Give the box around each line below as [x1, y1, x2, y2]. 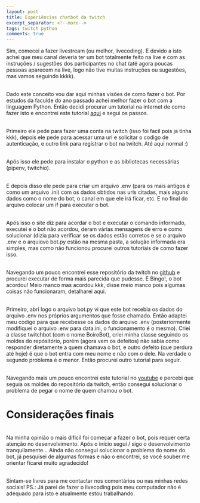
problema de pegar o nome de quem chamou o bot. [6, 387, 133, 394]
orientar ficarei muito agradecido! [6, 459, 88, 467]
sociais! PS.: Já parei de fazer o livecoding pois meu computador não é [6, 484, 181, 491]
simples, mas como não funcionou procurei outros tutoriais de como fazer [6, 245, 189, 252]
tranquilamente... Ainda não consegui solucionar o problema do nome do [6, 447, 186, 454]
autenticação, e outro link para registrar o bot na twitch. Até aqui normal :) [6, 140, 188, 147]
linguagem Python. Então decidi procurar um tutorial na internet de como [6, 103, 186, 110]
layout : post [6, 8, 39, 15]
